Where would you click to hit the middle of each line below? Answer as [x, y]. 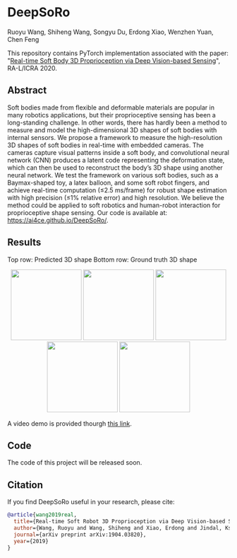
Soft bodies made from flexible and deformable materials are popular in [111, 107]
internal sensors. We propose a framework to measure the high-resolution [115, 137]
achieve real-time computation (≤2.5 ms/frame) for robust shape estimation [117, 190]
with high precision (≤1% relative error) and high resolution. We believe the [116, 197]
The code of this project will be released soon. [75, 463]
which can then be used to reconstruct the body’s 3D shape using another [115, 168]
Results [24, 242]
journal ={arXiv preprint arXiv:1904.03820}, [80, 535]
